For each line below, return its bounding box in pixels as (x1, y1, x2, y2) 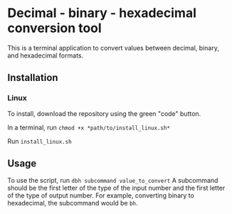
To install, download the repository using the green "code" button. (7, 109, 201, 118)
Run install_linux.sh (7, 137, 73, 145)
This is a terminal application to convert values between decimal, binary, (7, 43, 219, 52)
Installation (7, 72, 58, 84)
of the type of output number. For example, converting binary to (7, 191, 194, 200)
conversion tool (7, 20, 102, 36)
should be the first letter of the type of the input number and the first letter (7, 183, 226, 193)
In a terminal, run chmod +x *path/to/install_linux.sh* (7, 123, 171, 132)
